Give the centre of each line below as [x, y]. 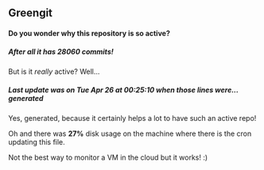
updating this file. [37, 141]
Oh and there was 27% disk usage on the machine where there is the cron [130, 133]
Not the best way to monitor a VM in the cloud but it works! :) [108, 157]
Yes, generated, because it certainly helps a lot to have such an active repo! [132, 118]
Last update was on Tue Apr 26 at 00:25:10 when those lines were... [123, 90]
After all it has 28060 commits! [61, 52]
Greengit [31, 13]
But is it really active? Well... [54, 71]
